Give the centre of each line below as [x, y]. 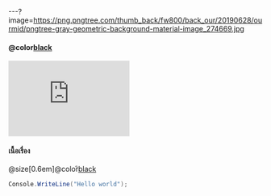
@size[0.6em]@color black [52, 169]
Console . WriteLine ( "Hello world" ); [68, 185]
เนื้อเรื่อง [19, 150]
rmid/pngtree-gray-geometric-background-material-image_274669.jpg [126, 29]
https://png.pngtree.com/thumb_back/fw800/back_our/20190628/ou [148, 20]
